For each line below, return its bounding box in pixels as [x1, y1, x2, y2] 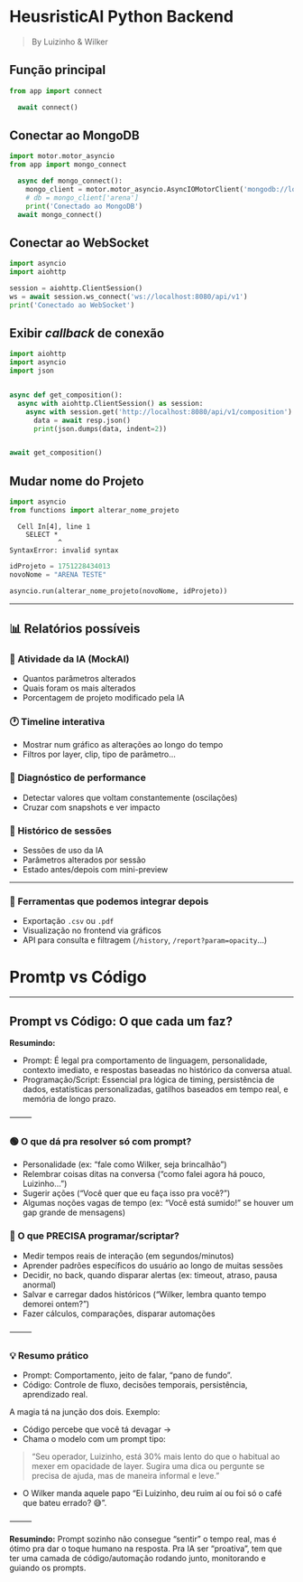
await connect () [17, 102, 78, 112]
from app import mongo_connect [9, 160, 127, 169]
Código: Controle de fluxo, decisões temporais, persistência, [22, 1380, 248, 1390]
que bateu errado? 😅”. [22, 1498, 107, 1509]
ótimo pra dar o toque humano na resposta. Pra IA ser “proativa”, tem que [9, 1543, 282, 1554]
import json [9, 366, 54, 376]
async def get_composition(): [9, 391, 124, 400]
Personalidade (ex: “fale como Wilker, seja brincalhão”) [22, 1159, 227, 1170]
